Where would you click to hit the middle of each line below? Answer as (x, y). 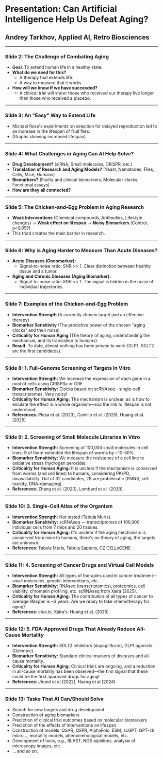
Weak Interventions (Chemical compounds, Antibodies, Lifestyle (77, 218)
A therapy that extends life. (46, 78)
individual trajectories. (41, 287)
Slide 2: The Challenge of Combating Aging (57, 56)
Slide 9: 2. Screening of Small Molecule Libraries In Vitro (73, 437)
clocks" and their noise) (36, 330)
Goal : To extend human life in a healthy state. (57, 67)
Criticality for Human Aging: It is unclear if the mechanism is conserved (84, 469)
